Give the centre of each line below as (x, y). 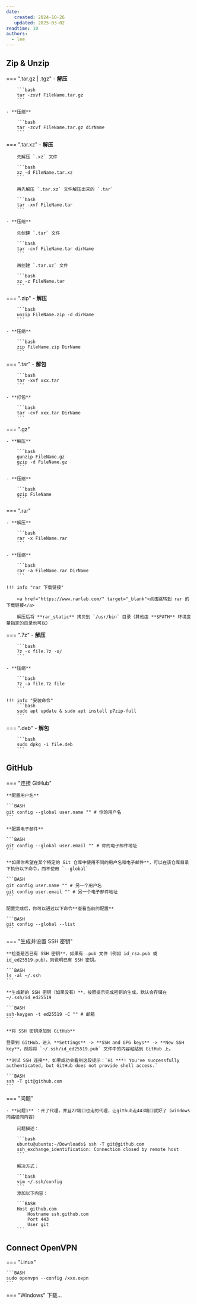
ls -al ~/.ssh (24, 975)
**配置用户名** (23, 795)
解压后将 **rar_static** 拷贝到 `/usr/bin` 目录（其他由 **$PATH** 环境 (102, 617)
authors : (17, 34)
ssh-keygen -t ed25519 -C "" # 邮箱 (50, 1014)
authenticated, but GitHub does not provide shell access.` (82, 1066)
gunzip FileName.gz (41, 457)
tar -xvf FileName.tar (45, 205)
